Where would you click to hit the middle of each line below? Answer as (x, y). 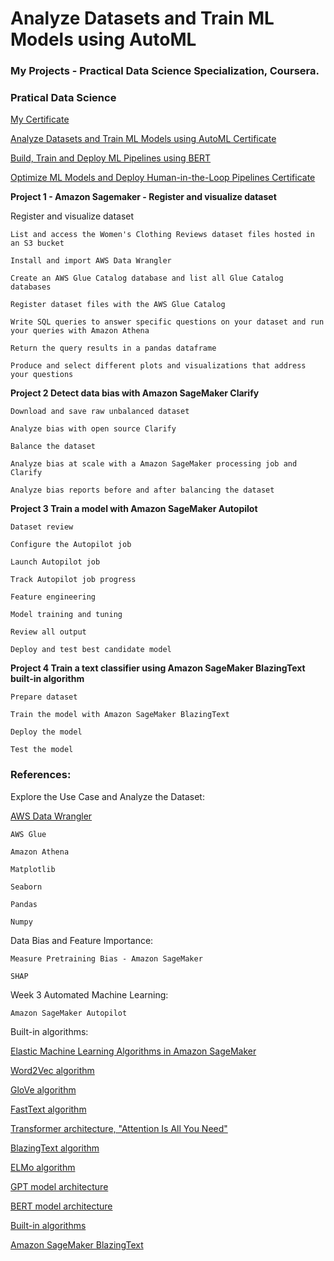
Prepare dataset (44, 697)
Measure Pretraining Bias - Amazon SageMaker (106, 958)
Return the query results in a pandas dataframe (113, 348)
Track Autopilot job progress (73, 580)
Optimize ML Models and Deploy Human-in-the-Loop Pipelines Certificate (163, 178)
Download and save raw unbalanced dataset (100, 412)
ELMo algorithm (43, 1167)
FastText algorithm (48, 1109)
